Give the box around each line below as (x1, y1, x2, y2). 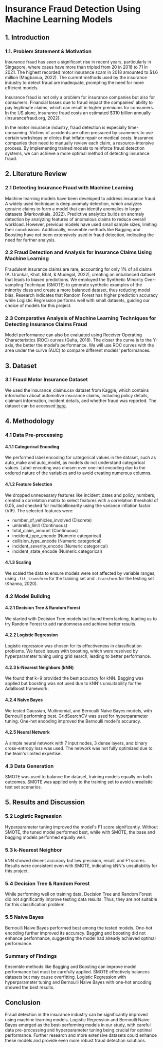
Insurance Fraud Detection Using (5, 3, 141, 15)
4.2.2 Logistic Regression (5, 632, 58, 638)
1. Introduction (5, 33, 50, 41)
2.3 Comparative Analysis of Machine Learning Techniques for (5, 315, 157, 322)
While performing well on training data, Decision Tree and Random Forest (5, 891, 152, 897)
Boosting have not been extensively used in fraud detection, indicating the (5, 232, 154, 238)
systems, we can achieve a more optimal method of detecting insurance (5, 150, 150, 156)
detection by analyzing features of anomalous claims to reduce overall (5, 216, 146, 222)
